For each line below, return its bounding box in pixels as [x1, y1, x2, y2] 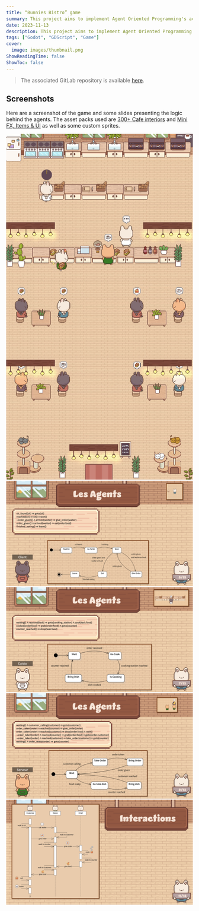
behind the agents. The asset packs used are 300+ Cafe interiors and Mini [6, 116, 188, 123]
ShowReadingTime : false [6, 53, 65, 59]
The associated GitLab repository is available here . [20, 77, 145, 84]
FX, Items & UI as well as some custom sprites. [6, 122, 120, 129]
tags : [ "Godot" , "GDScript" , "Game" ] [6, 34, 99, 41]
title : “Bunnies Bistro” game [6, 9, 81, 15]
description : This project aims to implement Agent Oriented [6, 28, 161, 34]
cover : [6, 41, 23, 47]
